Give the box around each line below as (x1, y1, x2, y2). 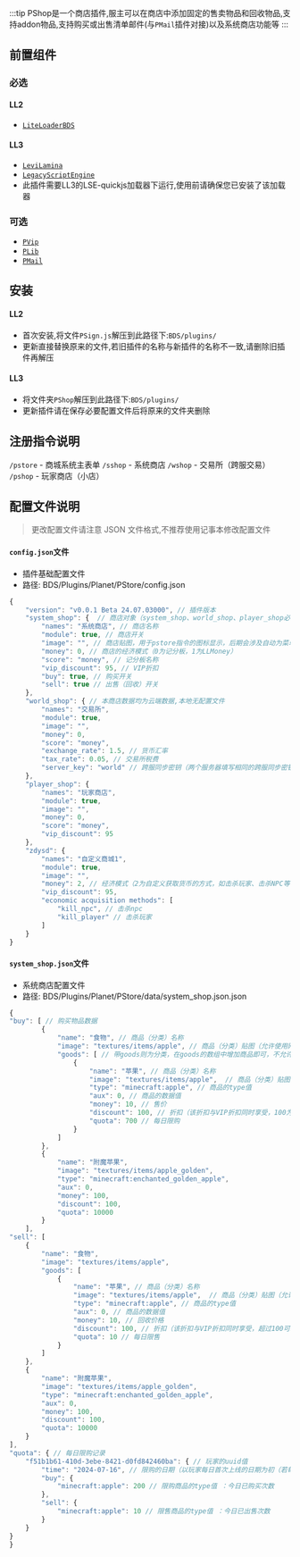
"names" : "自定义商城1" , (41, 854, 127, 864)
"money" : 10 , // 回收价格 (72, 1316, 164, 1325)
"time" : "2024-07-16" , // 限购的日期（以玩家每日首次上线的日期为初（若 (41, 1465, 287, 1474)
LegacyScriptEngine (21, 171, 96, 180)
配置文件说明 (9, 499, 80, 515)
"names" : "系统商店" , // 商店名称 (41, 622, 159, 632)
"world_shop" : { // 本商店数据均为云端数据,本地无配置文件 (25, 697, 225, 706)
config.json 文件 (9, 547, 70, 557)
